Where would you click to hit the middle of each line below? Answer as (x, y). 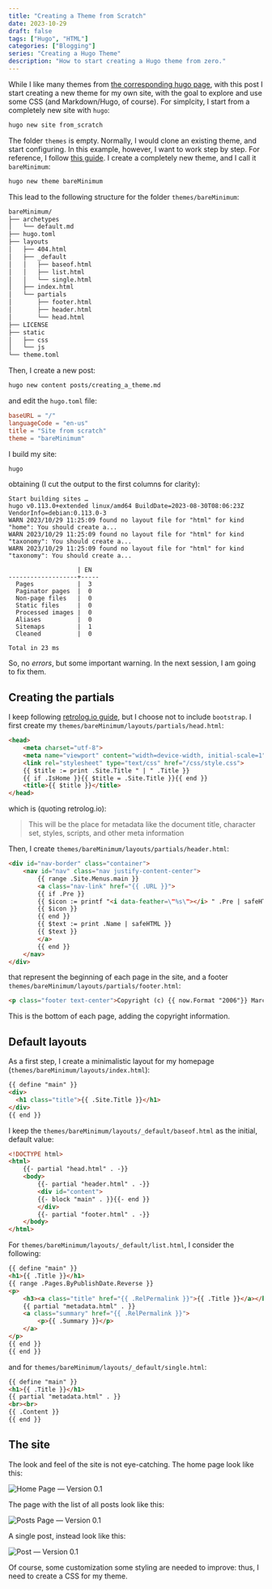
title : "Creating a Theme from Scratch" (78, 16)
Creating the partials (62, 698)
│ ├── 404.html (38, 249)
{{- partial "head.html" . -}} (76, 1169)
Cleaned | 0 (54, 634)
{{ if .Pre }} (61, 894)
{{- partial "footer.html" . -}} (94, 1214)
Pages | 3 (54, 584)
